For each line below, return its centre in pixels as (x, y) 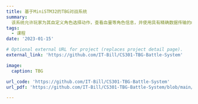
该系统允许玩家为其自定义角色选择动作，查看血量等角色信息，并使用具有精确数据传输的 (101, 22)
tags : (13, 28)
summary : (17, 17)
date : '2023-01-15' (30, 39)
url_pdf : (17, 87)
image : (14, 65)
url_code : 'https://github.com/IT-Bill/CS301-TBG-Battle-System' (88, 82)
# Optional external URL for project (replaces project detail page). (95, 50)
